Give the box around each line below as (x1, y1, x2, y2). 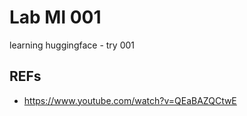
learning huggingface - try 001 (9, 39, 136, 51)
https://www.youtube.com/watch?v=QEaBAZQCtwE (23, 94, 237, 106)
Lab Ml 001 (9, 6, 102, 29)
